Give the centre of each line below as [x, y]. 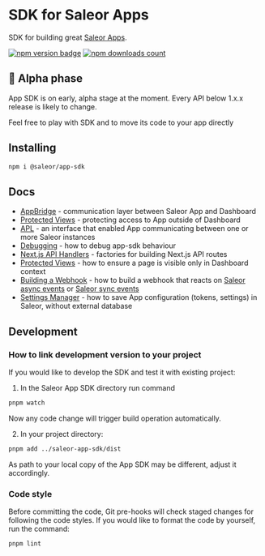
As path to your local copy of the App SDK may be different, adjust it [122, 464]
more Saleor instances [58, 237]
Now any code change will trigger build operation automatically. [115, 418]
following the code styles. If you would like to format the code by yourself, [132, 520]
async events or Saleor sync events [79, 289]
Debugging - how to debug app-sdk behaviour [98, 246]
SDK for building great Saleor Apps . [68, 37]
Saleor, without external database [76, 306]
